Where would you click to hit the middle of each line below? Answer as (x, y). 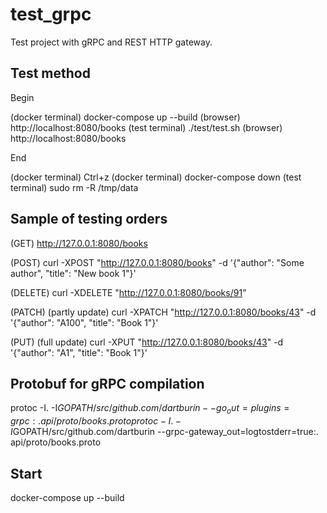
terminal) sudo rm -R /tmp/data (74, 187)
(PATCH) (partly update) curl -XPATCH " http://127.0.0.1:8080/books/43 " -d (163, 312)
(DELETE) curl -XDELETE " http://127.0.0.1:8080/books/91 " (128, 292)
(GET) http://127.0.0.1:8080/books (79, 243)
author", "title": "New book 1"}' (73, 273)
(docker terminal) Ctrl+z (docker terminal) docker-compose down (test (156, 177)
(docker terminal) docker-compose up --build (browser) (125, 117)
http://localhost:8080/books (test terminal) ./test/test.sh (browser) (146, 127)
